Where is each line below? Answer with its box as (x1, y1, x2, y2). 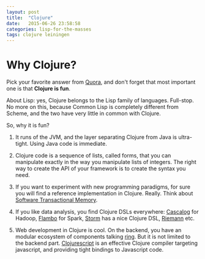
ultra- (178, 133, 193, 141)
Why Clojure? (6, 58, 77, 72)
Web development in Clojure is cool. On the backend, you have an (15, 227, 182, 234)
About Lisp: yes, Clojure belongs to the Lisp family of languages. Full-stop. (6, 97, 194, 104)
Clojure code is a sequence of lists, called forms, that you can (15, 152, 171, 159)
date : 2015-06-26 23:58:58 (6, 20, 81, 26)
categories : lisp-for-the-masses (6, 26, 92, 32)
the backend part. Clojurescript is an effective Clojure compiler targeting (15, 239, 198, 247)
